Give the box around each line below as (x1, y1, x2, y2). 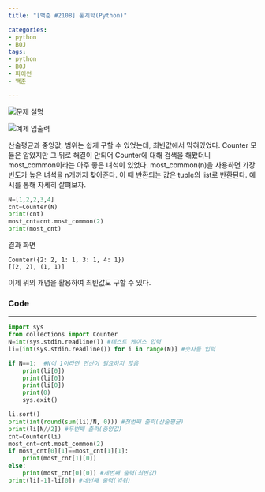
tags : (8, 48, 26, 56)
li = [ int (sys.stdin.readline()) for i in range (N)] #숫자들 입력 (8, 345, 215, 353)
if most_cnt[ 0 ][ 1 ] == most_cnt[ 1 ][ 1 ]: (8, 447, 129, 455)
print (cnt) (8, 210, 44, 218)
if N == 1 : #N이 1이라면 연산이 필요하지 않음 (8, 359, 139, 367)
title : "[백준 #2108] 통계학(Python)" (8, 11, 128, 20)
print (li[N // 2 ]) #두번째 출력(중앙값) (8, 425, 122, 433)
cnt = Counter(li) (8, 432, 62, 441)
